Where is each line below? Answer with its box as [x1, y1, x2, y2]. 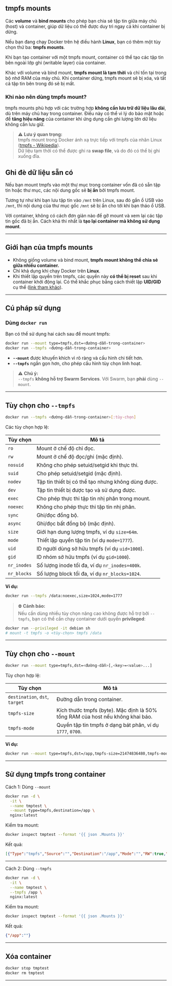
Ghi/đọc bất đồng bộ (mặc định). [36, 520, 116, 527]
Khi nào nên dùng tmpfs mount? [5, 93, 87, 100]
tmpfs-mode [8, 725, 34, 732]
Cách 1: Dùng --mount [5, 783, 51, 790]
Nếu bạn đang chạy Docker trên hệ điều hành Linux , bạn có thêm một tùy [5, 39, 161, 45]
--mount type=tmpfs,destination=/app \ [10, 808, 95, 813]
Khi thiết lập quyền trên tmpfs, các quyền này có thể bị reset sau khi [12, 273, 157, 279]
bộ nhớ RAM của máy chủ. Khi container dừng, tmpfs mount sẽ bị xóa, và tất [5, 75, 166, 81]
